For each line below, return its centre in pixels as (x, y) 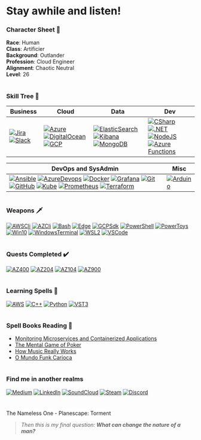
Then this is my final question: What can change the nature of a (101, 425)
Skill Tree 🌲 (23, 96)
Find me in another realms (45, 379)
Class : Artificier (25, 49)
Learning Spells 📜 (32, 291)
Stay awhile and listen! (64, 11)
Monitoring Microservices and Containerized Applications (86, 338)
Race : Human (23, 42)
